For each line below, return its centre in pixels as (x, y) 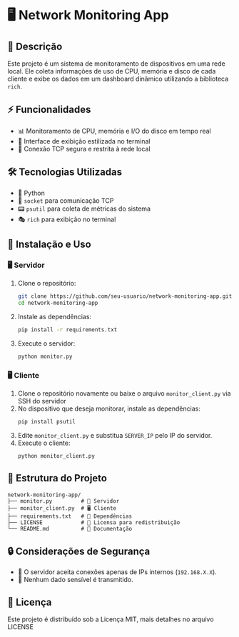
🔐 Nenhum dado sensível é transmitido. (75, 580)
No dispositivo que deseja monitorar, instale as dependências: (109, 408)
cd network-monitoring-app (58, 303)
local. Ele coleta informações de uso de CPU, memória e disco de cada (112, 71)
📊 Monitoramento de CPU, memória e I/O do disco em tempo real (115, 131)
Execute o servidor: (46, 343)
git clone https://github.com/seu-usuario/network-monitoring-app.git (125, 296)
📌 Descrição (35, 46)
